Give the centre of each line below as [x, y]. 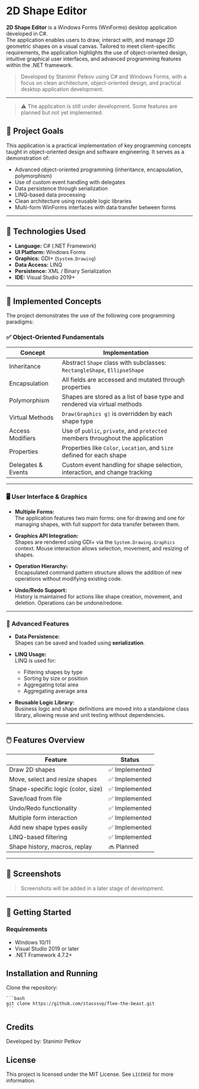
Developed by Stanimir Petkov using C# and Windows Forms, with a [103, 76]
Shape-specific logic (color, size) [56, 789]
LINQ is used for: [35, 661]
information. [21, 1081]
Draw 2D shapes [32, 770]
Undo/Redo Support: [41, 590]
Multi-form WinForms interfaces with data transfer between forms [95, 207]
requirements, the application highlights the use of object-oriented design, [97, 52]
